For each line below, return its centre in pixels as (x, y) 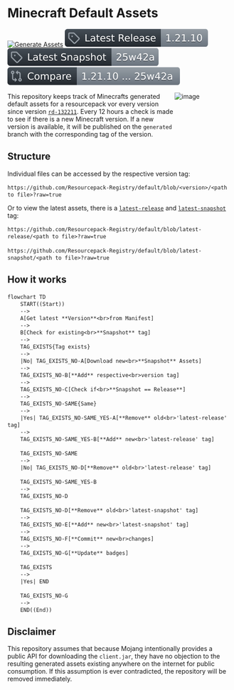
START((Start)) (43, 304)
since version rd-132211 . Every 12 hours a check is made (90, 111)
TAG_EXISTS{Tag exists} (55, 346)
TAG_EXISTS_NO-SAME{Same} (59, 403)
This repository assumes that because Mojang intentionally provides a (110, 649)
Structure (29, 157)
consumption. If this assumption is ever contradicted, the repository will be (117, 672)
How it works (37, 280)
